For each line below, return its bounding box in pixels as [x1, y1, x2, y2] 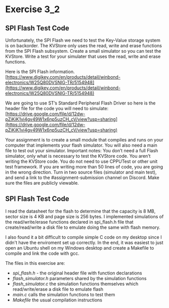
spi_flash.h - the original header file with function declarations [12, 270, 143, 276]
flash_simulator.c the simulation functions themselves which [12, 281, 139, 287]
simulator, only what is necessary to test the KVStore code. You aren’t [5, 153, 151, 159]
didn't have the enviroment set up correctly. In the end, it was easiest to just [5, 239, 163, 246]
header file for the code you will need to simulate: [5, 106, 109, 111]
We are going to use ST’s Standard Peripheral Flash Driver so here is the [5, 100, 156, 106]
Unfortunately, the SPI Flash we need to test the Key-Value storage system [5, 37, 160, 43]
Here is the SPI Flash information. [5, 69, 75, 75]
